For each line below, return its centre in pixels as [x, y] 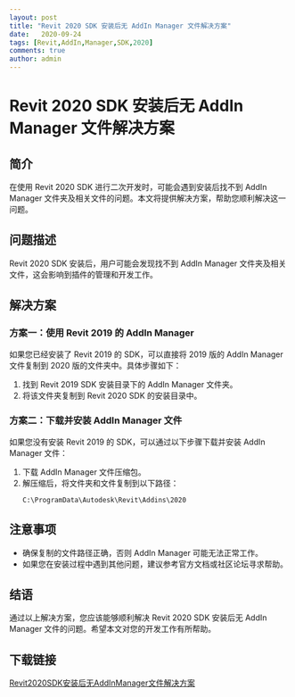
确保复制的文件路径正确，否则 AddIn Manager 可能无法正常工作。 [143, 552]
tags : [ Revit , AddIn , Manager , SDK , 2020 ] [81, 42]
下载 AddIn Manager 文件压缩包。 [84, 472]
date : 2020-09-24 [45, 34]
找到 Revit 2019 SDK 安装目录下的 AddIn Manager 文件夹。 [130, 384]
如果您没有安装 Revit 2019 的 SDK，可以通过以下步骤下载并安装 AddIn [137, 442]
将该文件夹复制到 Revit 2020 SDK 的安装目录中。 [112, 395]
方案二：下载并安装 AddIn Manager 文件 [96, 420]
